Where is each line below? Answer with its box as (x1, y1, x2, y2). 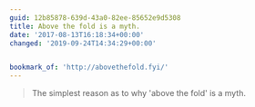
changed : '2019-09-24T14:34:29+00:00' (9, 38, 157, 48)
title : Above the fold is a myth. (9, 22, 141, 31)
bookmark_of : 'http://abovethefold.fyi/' (9, 63, 169, 73)
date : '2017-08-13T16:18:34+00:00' (9, 30, 145, 39)
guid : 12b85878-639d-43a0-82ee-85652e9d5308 (9, 13, 181, 23)
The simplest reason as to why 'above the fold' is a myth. (31, 88, 246, 99)
